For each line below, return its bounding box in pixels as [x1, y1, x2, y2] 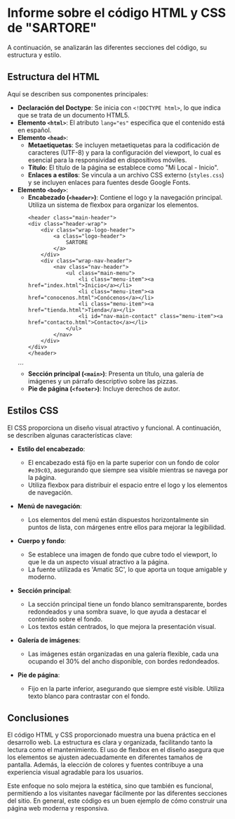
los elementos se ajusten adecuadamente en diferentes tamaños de [7, 753, 203, 761]
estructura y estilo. [7, 51, 62, 59]
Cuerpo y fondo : [17, 536, 67, 545]
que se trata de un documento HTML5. [17, 110, 130, 119]
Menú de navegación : [17, 502, 82, 510]
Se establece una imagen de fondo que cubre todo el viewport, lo [27, 550, 217, 559]
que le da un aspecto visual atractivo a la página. [27, 557, 170, 566]
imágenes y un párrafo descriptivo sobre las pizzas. [27, 376, 178, 385]
